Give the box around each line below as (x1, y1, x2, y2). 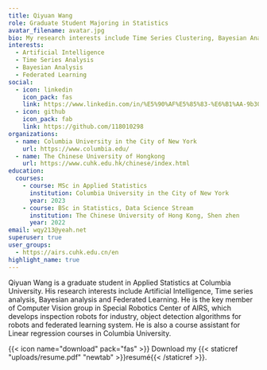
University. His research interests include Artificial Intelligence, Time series (8, 286, 253, 295)
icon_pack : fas (22, 93, 73, 101)
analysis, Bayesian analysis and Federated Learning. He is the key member (8, 294, 253, 304)
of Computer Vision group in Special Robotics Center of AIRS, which (8, 303, 232, 313)
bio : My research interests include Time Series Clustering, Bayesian (8, 33, 247, 42)
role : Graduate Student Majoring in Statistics (8, 19, 169, 27)
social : (8, 78, 34, 86)
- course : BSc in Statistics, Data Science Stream (22, 204, 194, 212)
